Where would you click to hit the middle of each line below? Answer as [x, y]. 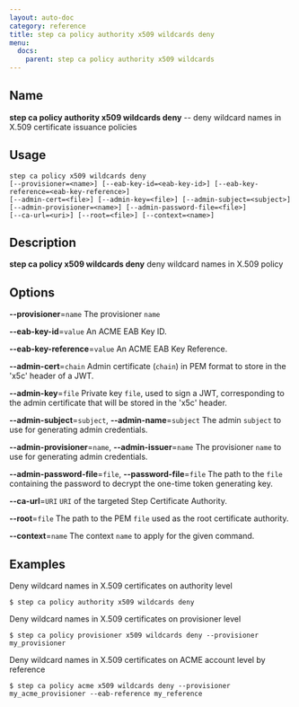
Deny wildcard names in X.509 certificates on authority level [121, 586]
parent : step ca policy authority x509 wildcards [120, 59]
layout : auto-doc [42, 18]
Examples [37, 564]
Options [32, 292]
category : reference [48, 26]
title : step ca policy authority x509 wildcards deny [112, 34]
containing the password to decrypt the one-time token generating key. [141, 484]
